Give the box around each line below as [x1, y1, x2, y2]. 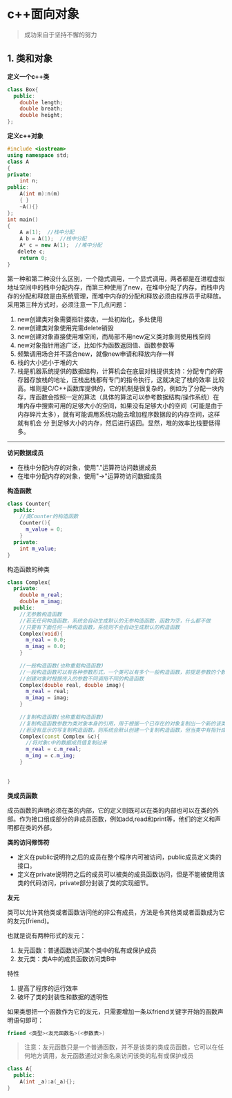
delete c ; [17, 248, 46, 255]
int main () [7, 216, 39, 223]
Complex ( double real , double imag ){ [19, 681, 126, 688]
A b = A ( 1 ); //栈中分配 [19, 236, 87, 243]
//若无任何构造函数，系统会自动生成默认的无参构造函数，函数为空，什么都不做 [19, 617, 211, 624]
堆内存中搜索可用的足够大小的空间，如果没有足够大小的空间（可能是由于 [17, 401, 223, 410]
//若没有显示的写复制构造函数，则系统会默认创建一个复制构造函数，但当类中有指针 [19, 726, 221, 733]
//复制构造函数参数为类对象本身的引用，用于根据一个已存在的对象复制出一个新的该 [19, 720, 221, 727]
